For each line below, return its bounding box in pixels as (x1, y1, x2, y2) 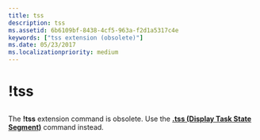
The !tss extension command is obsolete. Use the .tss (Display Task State (8, 114, 252, 123)
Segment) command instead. (8, 122, 105, 131)
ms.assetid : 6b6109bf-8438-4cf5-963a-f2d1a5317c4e (8, 26, 179, 34)
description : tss (8, 19, 66, 27)
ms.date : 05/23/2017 (8, 41, 77, 49)
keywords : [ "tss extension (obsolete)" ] (8, 33, 144, 42)
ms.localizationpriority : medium (8, 48, 119, 56)
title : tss (8, 11, 44, 20)
